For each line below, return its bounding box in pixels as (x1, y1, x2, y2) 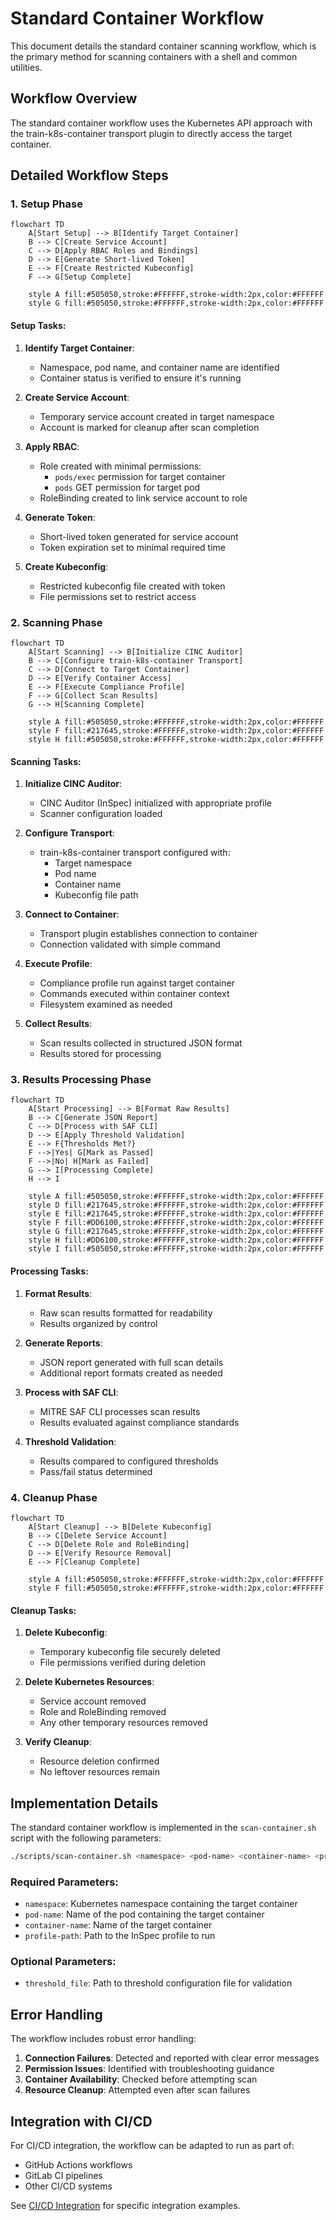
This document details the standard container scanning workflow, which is (10, 40, 317, 52)
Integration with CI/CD (10, 2113, 153, 2130)
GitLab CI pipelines (24, 2170, 103, 2182)
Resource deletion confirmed (39, 1755, 160, 1767)
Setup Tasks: (10, 320, 67, 332)
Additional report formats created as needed (39, 1367, 223, 1379)
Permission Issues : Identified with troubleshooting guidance (24, 2063, 275, 2075)
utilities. (10, 61, 43, 73)
